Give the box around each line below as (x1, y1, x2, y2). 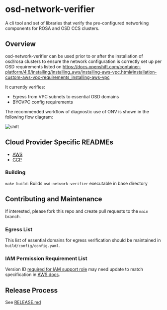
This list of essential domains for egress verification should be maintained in (5, 237, 161, 243)
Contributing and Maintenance (5, 195, 102, 203)
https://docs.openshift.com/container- (62, 63, 141, 69)
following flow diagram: (5, 114, 53, 120)
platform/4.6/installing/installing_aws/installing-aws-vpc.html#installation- (5, 69, 157, 75)
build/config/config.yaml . (5, 242, 60, 248)
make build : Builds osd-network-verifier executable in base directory (5, 180, 148, 186)
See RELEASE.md (5, 300, 41, 306)
